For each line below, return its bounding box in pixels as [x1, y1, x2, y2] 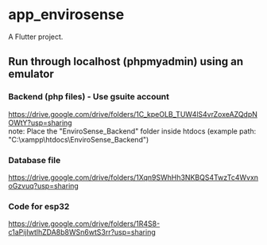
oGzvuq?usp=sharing [8, 181, 79, 190]
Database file [8, 154, 61, 165]
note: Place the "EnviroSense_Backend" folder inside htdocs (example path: [8, 126, 257, 136]
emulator [8, 68, 54, 81]
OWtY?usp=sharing [8, 118, 73, 127]
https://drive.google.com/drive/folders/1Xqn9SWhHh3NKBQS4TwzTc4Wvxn [8, 173, 259, 182]
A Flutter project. [8, 32, 64, 41]
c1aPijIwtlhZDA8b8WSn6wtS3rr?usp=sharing [8, 227, 157, 237]
